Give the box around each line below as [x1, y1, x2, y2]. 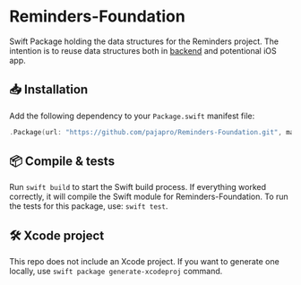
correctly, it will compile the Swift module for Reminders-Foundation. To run [9, 191, 288, 203]
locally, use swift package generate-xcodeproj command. [9, 266, 223, 277]
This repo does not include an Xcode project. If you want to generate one [9, 256, 279, 267]
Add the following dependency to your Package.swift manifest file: [9, 110, 255, 121]
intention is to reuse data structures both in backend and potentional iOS [9, 45, 278, 56]
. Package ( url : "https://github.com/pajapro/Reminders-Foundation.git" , [9, 127, 282, 136]
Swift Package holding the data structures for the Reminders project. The [9, 36, 279, 47]
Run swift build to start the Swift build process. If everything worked [9, 182, 267, 193]
